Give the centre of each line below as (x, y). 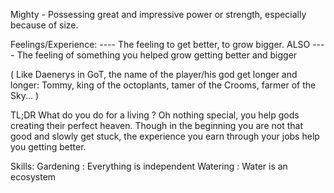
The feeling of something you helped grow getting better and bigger (157, 55)
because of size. (44, 25)
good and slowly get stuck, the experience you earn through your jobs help (165, 136)
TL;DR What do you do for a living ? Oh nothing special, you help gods (155, 115)
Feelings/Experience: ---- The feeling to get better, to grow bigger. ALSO (160, 44)
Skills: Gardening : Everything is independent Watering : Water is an (149, 166)
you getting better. (48, 147)
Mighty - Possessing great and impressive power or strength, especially (158, 14)
